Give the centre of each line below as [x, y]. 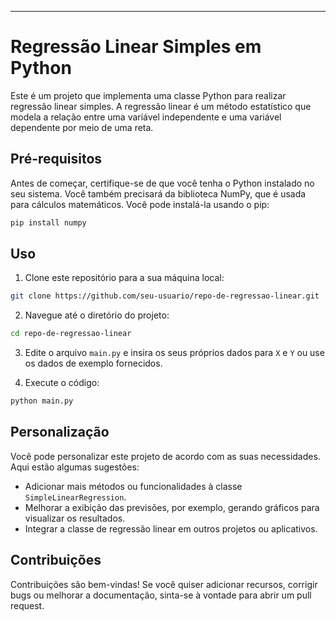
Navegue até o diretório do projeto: [97, 315]
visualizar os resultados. [75, 518]
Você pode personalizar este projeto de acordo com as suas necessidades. [165, 456]
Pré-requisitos [56, 159]
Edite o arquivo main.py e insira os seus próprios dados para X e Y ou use [174, 353]
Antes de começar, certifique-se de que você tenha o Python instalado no [162, 183]
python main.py [42, 401]
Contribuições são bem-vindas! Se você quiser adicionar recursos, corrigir [164, 584]
